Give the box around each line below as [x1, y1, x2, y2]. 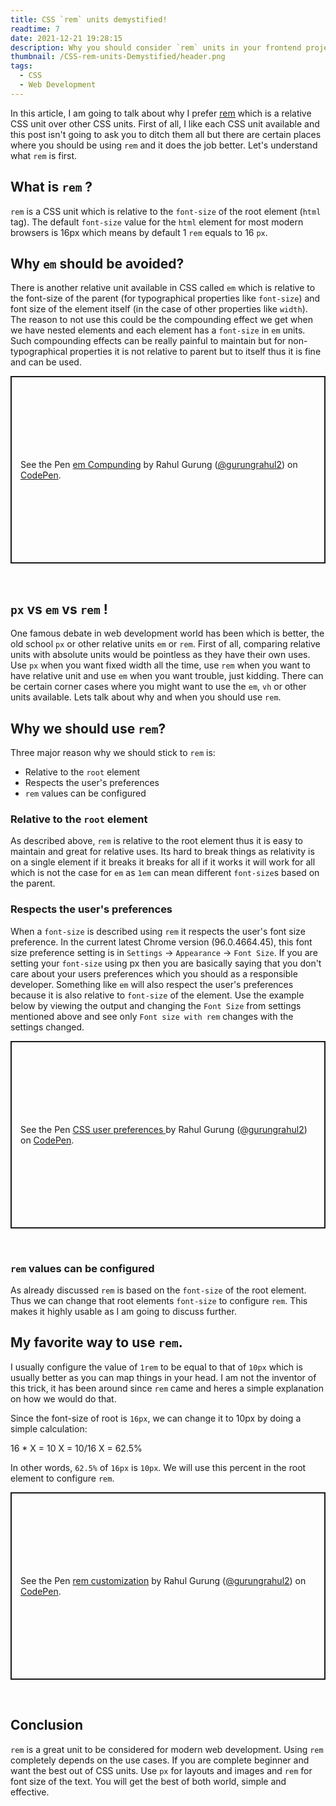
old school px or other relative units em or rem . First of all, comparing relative [10, 638, 321, 650]
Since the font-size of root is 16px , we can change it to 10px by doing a [10, 1412, 302, 1424]
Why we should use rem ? [10, 720, 167, 737]
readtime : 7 [10, 24, 60, 34]
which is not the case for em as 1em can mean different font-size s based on [10, 867, 320, 879]
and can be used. [10, 356, 82, 368]
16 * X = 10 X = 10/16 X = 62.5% [10, 1442, 143, 1454]
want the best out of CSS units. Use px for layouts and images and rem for [10, 1764, 313, 1776]
